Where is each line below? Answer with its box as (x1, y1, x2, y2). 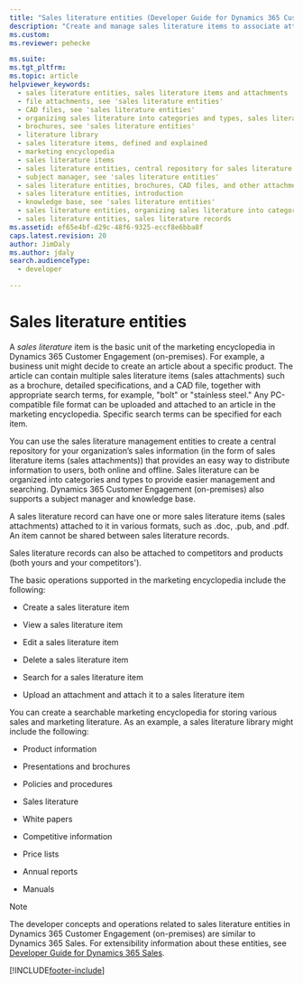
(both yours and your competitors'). (9, 557, 142, 567)
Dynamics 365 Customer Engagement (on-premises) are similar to (9, 928, 256, 939)
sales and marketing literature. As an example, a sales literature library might (9, 716, 294, 727)
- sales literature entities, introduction (17, 189, 183, 199)
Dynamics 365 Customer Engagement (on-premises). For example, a (9, 351, 265, 361)
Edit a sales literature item (22, 636, 119, 647)
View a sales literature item (22, 619, 124, 630)
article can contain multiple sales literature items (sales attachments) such (9, 370, 286, 380)
